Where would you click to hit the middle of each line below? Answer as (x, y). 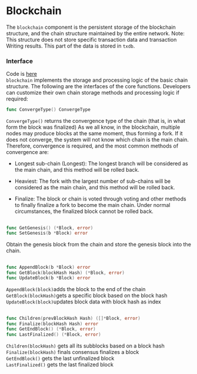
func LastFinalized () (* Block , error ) (54, 335)
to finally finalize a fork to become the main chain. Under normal (92, 205)
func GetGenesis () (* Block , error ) (50, 228)
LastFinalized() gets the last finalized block (60, 365)
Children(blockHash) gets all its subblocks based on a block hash (85, 346)
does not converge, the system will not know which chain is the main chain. (98, 140)
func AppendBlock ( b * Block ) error (49, 267)
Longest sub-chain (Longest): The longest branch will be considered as (101, 163)
